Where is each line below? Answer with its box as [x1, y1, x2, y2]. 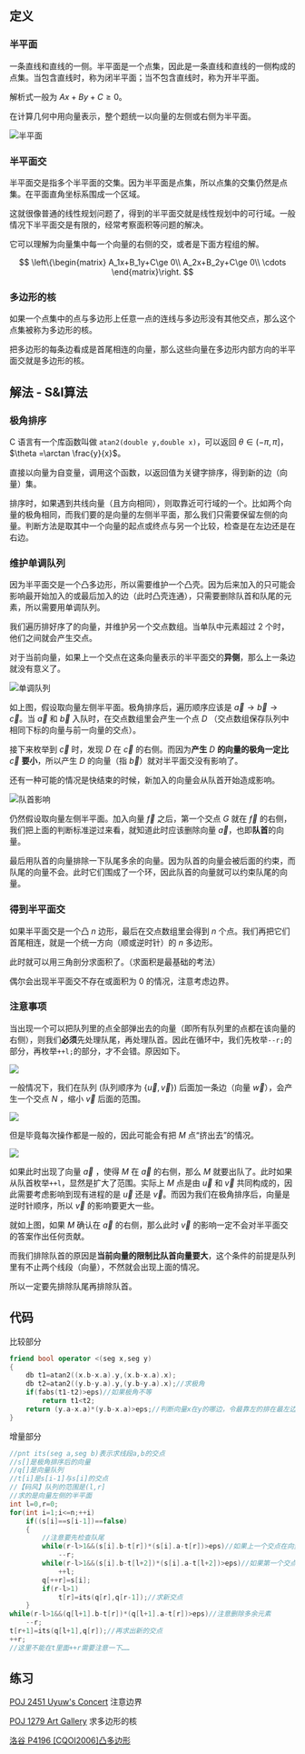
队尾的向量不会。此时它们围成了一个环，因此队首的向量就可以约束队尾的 [9, 867, 280, 877]
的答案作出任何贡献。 [9, 1230, 89, 1241]
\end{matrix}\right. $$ [111, 266, 194, 277]
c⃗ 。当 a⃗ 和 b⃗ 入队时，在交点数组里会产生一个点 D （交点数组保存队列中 [9, 713, 290, 725]
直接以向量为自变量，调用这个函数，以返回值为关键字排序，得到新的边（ [9, 466, 280, 477]
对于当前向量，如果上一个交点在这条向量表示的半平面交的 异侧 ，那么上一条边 [9, 652, 296, 663]
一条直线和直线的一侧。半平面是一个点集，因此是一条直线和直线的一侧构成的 [9, 60, 296, 71]
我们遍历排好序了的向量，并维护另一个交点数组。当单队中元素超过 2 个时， [9, 621, 290, 632]
